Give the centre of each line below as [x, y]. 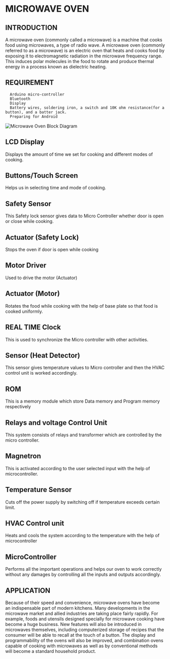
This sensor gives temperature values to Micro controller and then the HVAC [85, 368]
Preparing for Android [34, 117]
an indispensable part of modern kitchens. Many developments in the [78, 608]
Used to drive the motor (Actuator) [41, 278]
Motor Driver [26, 265]
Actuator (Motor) [32, 294]
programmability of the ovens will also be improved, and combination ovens [84, 640]
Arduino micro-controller [37, 94]
